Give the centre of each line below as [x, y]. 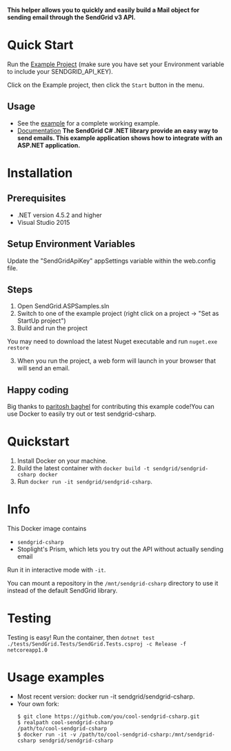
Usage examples [56, 678]
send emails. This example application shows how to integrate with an [120, 138]
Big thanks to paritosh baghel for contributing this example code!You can [111, 407]
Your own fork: [38, 703]
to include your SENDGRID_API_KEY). [60, 71]
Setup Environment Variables [71, 244]
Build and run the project [52, 328]
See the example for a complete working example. [88, 123]
